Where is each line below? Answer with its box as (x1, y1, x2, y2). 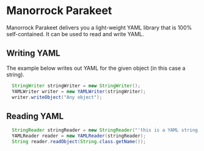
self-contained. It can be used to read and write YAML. (6, 30, 145, 37)
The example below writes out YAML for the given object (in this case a (6, 64, 186, 72)
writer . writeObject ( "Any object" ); (12, 94, 103, 100)
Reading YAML (6, 111, 64, 121)
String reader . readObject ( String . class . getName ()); (12, 138, 147, 144)
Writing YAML (6, 48, 60, 59)
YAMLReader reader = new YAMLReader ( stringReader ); (12, 133, 147, 139)
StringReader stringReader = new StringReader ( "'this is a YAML (12, 127, 179, 133)
